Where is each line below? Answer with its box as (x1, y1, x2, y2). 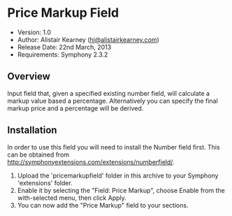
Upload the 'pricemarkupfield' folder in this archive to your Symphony (17, 171, 219, 180)
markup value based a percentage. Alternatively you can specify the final (7, 96, 218, 105)
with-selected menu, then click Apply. (17, 194, 127, 202)
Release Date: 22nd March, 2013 (17, 43, 112, 51)
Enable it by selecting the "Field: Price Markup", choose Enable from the (17, 186, 226, 194)
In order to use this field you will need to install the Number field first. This (7, 143, 220, 151)
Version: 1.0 (17, 28, 51, 36)
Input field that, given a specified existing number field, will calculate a (7, 89, 210, 97)
